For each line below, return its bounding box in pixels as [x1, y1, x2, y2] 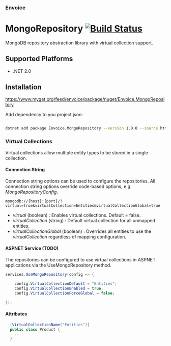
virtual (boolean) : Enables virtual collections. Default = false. [12, 212, 141, 218]
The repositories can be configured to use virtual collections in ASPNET [5, 257, 156, 263]
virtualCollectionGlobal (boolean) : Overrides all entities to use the [12, 228, 152, 234]
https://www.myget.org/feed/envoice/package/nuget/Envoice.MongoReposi [5, 96, 165, 102]
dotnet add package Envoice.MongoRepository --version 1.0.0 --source [5, 126, 158, 131]
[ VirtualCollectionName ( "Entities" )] [10, 322, 90, 327]
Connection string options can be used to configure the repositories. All [5, 178, 156, 184]
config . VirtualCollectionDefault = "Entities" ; [14, 281, 117, 286]
